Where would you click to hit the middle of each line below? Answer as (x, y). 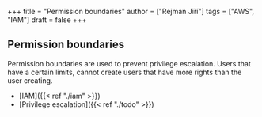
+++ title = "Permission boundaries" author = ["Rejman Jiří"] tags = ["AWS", (131, 11)
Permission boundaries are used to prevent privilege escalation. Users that (129, 63)
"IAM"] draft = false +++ (47, 20)
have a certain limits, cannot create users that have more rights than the (125, 72)
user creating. (30, 80)
